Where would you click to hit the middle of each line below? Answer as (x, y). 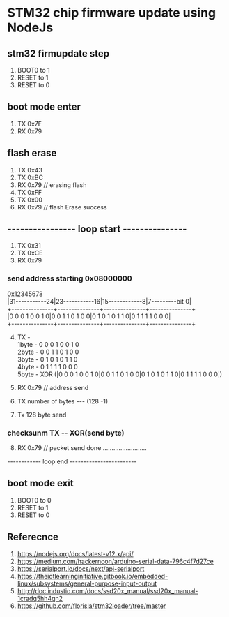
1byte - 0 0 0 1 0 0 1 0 (48, 344)
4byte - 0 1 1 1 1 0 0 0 (47, 366)
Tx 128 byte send (42, 415)
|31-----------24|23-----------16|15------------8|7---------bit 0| (99, 301)
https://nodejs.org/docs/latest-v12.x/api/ (75, 553)
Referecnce (33, 537)
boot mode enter (44, 107)
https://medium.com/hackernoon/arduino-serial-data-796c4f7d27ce (115, 561)
